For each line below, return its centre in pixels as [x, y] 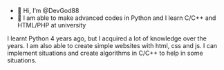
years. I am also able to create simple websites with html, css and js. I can [112, 46]
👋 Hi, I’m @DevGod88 [48, 11]
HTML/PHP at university [52, 25]
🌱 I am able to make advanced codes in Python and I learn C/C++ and [116, 18]
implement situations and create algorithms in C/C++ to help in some [105, 53]
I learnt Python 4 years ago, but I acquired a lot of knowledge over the [107, 38]
